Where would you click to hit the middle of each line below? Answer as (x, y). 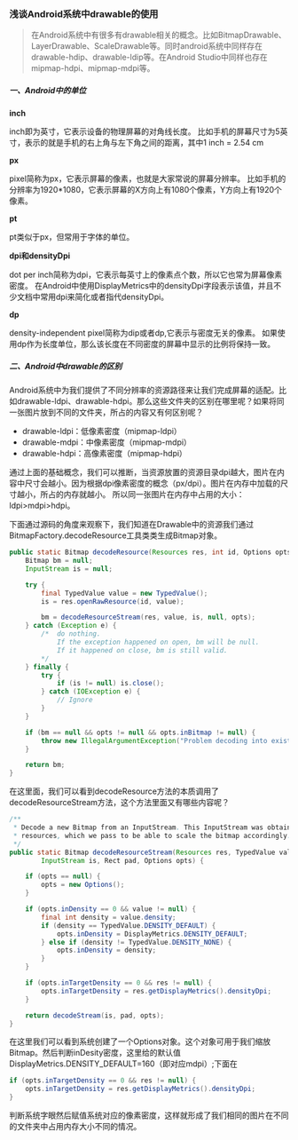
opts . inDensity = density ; (106, 950)
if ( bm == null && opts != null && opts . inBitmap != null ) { (141, 732)
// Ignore (74, 700)
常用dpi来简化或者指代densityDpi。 (104, 297)
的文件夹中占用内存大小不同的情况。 (75, 1127)
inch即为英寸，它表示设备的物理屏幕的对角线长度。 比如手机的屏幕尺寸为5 (145, 131)
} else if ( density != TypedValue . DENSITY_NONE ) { (137, 942)
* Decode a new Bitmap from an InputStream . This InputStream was (138, 827)
